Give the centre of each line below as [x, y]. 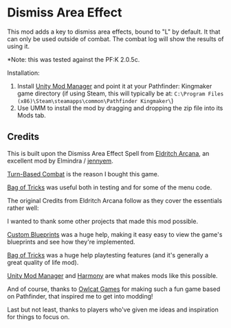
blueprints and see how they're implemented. [71, 242]
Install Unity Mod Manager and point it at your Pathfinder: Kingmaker [114, 86]
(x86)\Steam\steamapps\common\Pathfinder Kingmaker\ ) [95, 100]
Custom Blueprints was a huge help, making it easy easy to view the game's [115, 234]
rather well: [23, 208]
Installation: [23, 73]
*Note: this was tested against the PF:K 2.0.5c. [74, 59]
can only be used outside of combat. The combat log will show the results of [116, 38]
